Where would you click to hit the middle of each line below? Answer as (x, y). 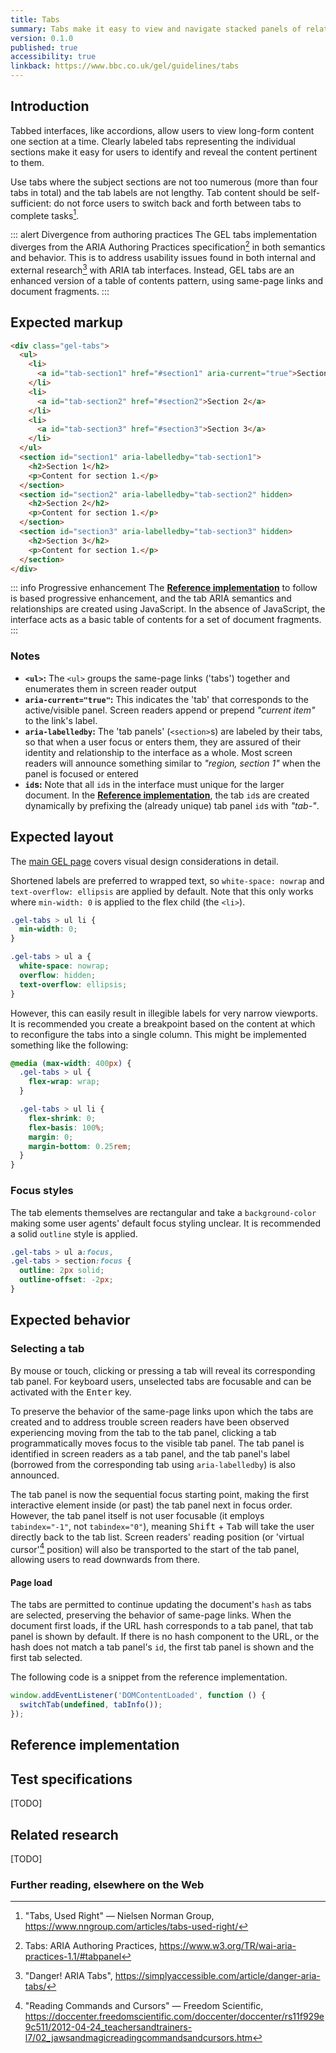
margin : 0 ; (51, 1137)
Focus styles (42, 1191)
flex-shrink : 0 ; (62, 1118)
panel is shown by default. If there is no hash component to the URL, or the (165, 1637)
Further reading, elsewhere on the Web (107, 1884)
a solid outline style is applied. (74, 1233)
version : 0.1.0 (42, 38)
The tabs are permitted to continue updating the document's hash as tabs (161, 1605)
